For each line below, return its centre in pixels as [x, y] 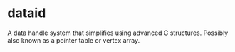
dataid [27, 13]
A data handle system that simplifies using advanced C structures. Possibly [118, 33]
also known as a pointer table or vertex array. [74, 40]
